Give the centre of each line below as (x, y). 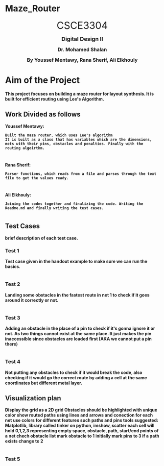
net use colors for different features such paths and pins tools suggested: (82, 420)
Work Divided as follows (43, 114)
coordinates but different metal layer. (44, 383)
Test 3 (13, 318)
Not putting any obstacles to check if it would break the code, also (74, 372)
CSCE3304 (82, 25)
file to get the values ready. (37, 178)
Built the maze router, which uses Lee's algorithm (59, 135)
